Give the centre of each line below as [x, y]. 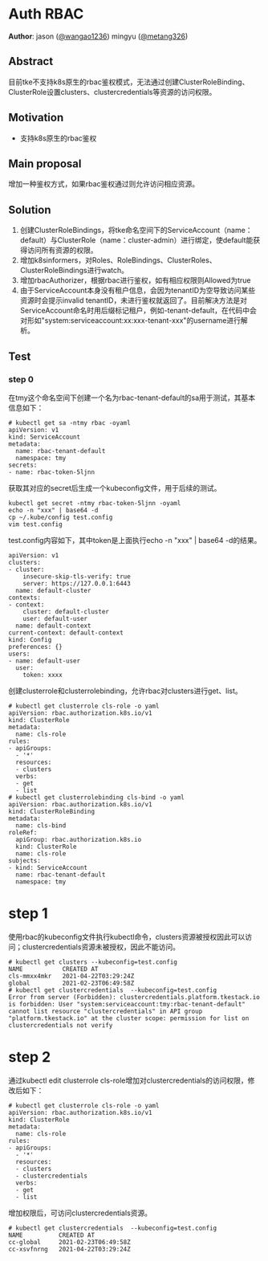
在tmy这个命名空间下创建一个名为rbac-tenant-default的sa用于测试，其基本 [132, 398]
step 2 [30, 1057]
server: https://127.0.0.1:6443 [77, 583]
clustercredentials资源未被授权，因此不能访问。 [101, 947]
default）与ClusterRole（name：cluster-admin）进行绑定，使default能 [136, 240]
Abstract [31, 61]
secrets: [23, 465]
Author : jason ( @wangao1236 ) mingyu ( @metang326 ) [98, 36]
